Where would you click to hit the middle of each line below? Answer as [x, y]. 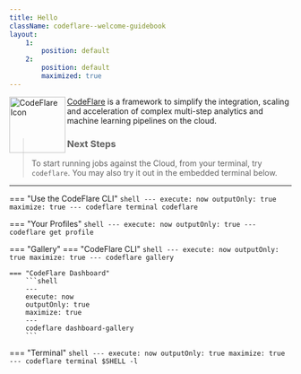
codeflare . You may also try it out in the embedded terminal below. [154, 173]
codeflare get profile [52, 233]
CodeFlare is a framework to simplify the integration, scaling [178, 101]
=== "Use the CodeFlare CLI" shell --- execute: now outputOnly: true [143, 199]
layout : [24, 34]
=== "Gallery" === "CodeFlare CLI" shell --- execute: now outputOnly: [144, 249]
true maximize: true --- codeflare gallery [92, 258]
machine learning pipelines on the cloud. [142, 120]
